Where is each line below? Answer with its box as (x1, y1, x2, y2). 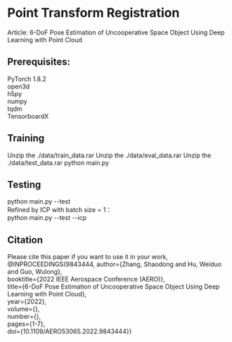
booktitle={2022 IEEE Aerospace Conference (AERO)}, (7, 275, 165, 284)
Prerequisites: (7, 56, 70, 68)
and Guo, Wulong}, (7, 268, 63, 276)
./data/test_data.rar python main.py (7, 158, 110, 166)
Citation (7, 234, 44, 246)
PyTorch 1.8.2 (7, 74, 47, 83)
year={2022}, (7, 297, 47, 306)
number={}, (7, 313, 41, 321)
